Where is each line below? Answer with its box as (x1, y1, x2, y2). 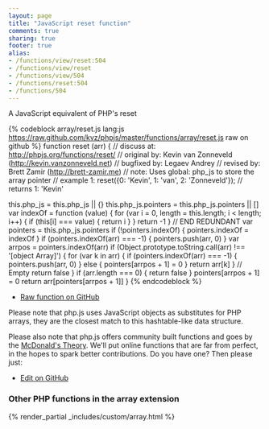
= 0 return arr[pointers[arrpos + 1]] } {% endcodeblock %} (8, 277, 203, 287)
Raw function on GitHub (19, 292, 100, 302)
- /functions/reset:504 (8, 79, 89, 87)
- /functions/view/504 (8, 72, 85, 80)
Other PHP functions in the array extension (8, 394, 180, 405)
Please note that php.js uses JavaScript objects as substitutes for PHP (8, 307, 242, 318)
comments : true (8, 27, 60, 35)
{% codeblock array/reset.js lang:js (8, 124, 125, 134)
